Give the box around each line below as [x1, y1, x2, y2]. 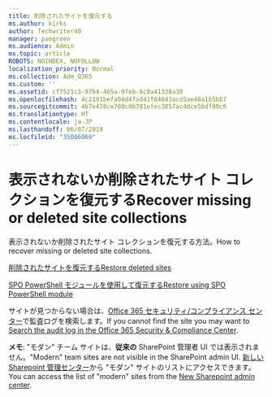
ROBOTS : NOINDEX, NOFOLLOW [8, 58, 100, 66]
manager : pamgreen [8, 34, 71, 43]
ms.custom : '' [8, 80, 57, 88]
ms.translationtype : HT [8, 111, 89, 119]
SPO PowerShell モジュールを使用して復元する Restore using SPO [8, 280, 226, 290]
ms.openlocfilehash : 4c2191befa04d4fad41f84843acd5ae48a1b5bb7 [8, 95, 227, 103]
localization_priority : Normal [8, 65, 114, 73]
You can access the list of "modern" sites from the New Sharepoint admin [8, 371, 256, 381]
